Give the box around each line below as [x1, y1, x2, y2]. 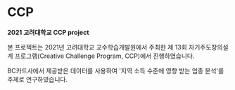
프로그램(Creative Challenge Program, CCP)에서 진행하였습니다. [14, 52, 195, 60]
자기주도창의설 [189, 43, 229, 51]
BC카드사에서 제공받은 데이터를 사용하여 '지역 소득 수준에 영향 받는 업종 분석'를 [7, 66, 224, 75]
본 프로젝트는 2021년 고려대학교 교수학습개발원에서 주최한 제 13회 [7, 43, 188, 51]
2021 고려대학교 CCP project [7, 28, 89, 36]
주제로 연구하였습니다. [7, 75, 68, 84]
